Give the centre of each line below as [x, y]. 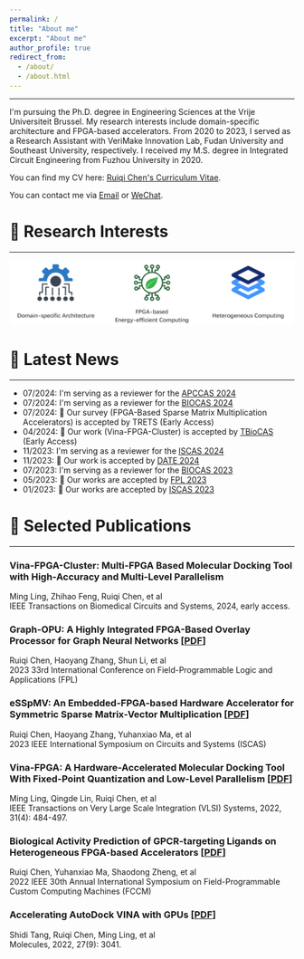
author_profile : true [50, 48]
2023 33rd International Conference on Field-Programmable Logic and [141, 670]
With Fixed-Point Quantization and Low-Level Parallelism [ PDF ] [151, 779]
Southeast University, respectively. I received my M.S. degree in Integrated [149, 150]
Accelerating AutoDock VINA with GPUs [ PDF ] [113, 915]
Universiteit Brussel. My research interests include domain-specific [134, 121]
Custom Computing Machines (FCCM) [81, 891]
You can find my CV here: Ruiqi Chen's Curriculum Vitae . [115, 177]
